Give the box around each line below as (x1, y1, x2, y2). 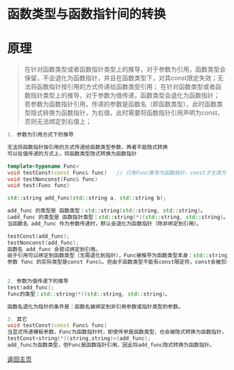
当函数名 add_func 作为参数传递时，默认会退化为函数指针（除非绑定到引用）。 (7, 220, 202, 227)
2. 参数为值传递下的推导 (7, 277, 69, 284)
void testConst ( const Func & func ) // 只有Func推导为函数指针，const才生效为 (7, 169, 226, 176)
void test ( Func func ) (7, 182, 70, 189)
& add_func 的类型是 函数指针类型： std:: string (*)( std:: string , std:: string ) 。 (7, 214, 228, 220)
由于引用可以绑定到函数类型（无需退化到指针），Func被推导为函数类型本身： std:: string (7, 252, 228, 259)
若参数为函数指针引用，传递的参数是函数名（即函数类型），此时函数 (24, 100, 217, 108)
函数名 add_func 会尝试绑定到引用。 (7, 246, 101, 252)
